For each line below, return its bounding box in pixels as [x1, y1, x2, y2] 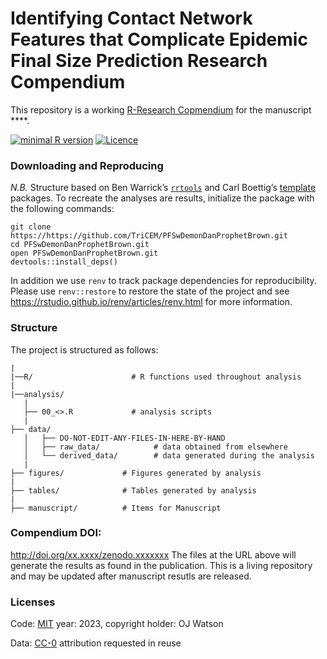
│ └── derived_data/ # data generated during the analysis [23, 450, 315, 461]
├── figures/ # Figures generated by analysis [10, 468, 262, 478]
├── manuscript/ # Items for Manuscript [10, 503, 222, 513]
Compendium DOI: [10, 526, 102, 540]
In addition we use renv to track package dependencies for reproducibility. [10, 275, 317, 287]
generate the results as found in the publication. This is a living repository [10, 559, 313, 571]
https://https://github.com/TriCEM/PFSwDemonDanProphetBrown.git [10, 231, 288, 241]
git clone [10, 222, 52, 232]
